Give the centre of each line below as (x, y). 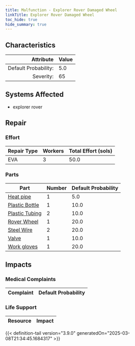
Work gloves (23, 246)
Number (57, 188)
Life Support (21, 308)
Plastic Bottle (23, 205)
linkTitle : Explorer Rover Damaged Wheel (50, 15)
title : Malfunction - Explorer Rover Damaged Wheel (61, 10)
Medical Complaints (31, 279)
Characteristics (31, 45)
